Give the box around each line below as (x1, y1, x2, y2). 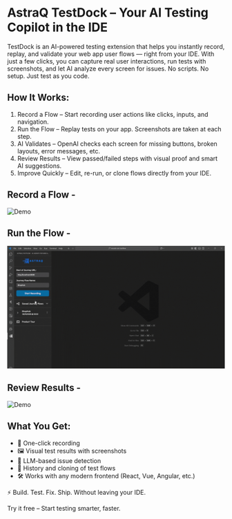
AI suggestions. (17, 161, 62, 170)
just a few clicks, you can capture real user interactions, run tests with (7, 57, 206, 65)
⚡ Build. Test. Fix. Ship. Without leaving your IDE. (7, 488, 146, 496)
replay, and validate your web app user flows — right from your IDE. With (7, 50, 215, 58)
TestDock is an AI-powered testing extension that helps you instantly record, (7, 42, 225, 50)
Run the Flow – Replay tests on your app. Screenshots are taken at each (17, 124, 222, 133)
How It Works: (7, 92, 70, 104)
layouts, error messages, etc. (17, 147, 101, 155)
